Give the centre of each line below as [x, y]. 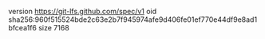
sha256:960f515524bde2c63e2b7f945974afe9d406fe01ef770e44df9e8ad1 [133, 19]
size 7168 [54, 28]
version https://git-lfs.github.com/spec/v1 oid [83, 11]
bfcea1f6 [23, 28]
